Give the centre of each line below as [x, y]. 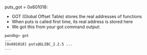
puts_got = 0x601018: [26, 7]
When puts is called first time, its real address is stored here [72, 22]
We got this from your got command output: [56, 27]
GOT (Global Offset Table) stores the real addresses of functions [77, 16]
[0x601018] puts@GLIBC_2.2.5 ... [39, 44]
